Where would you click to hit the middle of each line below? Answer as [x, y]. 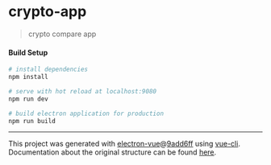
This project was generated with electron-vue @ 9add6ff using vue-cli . [124, 144]
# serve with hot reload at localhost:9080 [83, 91]
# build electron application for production [86, 113]
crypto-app [48, 12]
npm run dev [28, 99]
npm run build [32, 121]
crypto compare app [62, 34]
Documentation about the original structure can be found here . [113, 152]
